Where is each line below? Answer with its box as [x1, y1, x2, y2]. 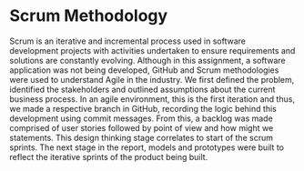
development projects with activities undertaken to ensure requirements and [9, 45, 296, 55]
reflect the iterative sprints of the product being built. [9, 151, 208, 162]
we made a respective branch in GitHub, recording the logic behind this [9, 103, 278, 114]
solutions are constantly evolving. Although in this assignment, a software [9, 55, 287, 65]
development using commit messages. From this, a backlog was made [9, 113, 273, 124]
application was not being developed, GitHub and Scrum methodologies [9, 65, 279, 75]
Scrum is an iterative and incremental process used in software [9, 35, 246, 46]
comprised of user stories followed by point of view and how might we [9, 122, 274, 133]
